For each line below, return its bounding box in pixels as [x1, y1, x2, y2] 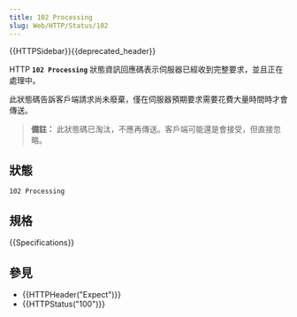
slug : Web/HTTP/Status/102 [9, 21, 109, 30]
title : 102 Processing [9, 12, 93, 22]
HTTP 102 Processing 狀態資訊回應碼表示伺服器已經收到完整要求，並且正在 [9, 64, 284, 74]
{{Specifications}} [9, 237, 75, 248]
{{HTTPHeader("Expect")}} [21, 289, 122, 299]
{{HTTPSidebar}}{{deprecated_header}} [9, 45, 156, 56]
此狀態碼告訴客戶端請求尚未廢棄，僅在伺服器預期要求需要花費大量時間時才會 [9, 94, 288, 104]
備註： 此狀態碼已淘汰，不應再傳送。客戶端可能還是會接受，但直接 [30, 123, 274, 134]
